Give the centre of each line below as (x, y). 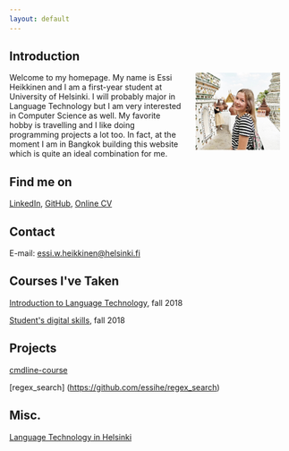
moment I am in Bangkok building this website (94, 144)
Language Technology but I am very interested (95, 106)
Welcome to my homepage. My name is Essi (91, 78)
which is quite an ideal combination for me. (89, 154)
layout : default (39, 19)
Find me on (41, 182)
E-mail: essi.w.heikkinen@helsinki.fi (75, 253)
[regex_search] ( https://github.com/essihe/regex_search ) (115, 387)
